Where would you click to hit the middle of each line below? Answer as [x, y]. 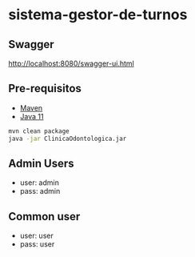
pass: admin [40, 191]
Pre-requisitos [45, 88]
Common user [44, 217]
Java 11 [32, 116]
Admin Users [41, 163]
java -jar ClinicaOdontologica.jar [68, 139]
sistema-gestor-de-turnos [98, 15]
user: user [36, 236]
